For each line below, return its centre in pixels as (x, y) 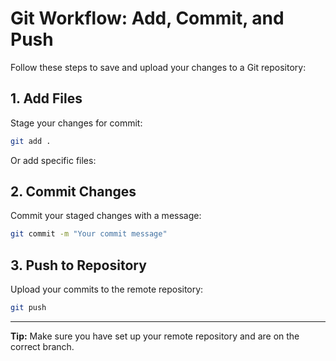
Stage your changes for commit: (76, 123)
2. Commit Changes (73, 192)
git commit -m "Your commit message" (89, 234)
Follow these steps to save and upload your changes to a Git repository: (158, 67)
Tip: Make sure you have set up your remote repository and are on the (155, 336)
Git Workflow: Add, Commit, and (147, 18)
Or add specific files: (53, 160)
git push (28, 308)
